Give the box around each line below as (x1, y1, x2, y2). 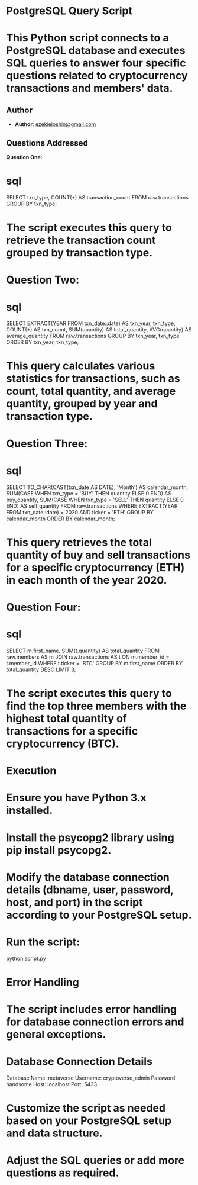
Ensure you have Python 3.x (6, 791, 147, 804)
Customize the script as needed (6, 1102, 166, 1115)
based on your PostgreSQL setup (6, 1114, 172, 1128)
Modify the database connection (6, 870, 170, 884)
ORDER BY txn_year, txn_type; (6, 339, 79, 346)
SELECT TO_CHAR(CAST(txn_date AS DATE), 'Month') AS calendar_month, (6, 484, 189, 491)
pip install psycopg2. (6, 843, 112, 856)
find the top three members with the (6, 700, 187, 713)
